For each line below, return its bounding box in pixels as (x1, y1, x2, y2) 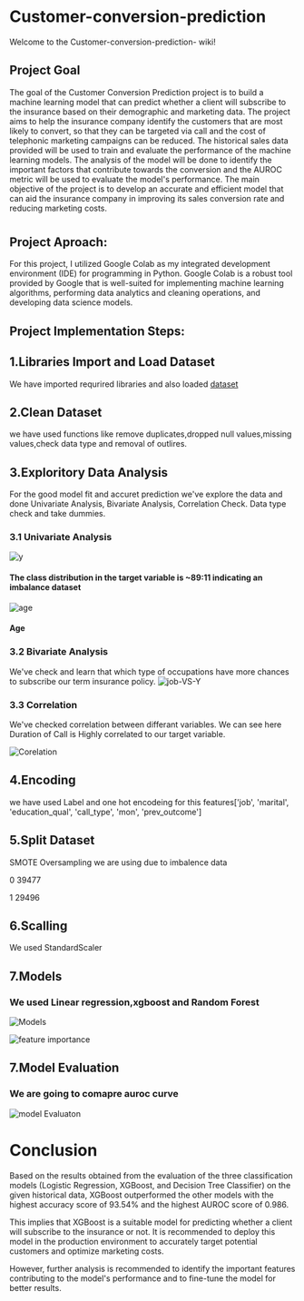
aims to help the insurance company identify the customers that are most (9, 115, 283, 126)
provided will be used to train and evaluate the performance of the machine (9, 144, 292, 155)
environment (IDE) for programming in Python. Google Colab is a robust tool (9, 268, 293, 279)
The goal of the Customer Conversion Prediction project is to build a (9, 86, 264, 97)
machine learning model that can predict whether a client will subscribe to (9, 96, 287, 107)
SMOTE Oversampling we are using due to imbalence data (9, 856, 228, 868)
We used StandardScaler (9, 942, 103, 953)
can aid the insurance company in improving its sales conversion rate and (9, 192, 285, 203)
